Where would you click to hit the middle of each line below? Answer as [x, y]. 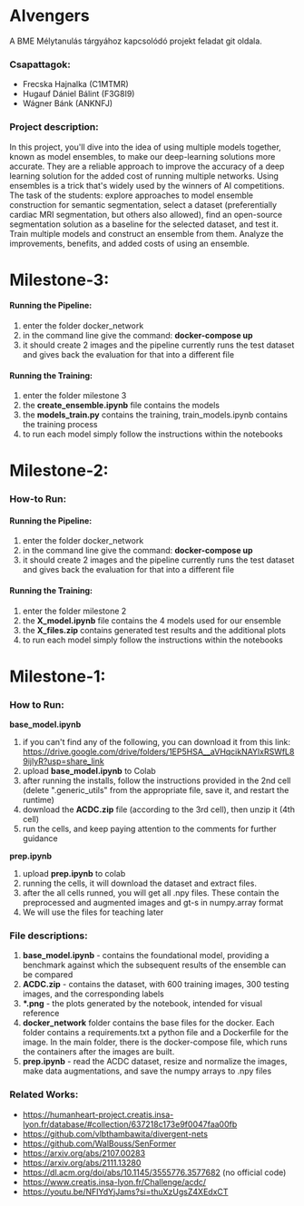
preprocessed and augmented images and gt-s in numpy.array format [153, 903]
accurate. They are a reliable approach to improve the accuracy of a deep [147, 166]
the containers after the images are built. [98, 1052]
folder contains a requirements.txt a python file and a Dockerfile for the [155, 1033]
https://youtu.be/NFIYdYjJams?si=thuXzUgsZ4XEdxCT [125, 1191]
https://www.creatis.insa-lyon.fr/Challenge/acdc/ [114, 1181]
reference [41, 1014]
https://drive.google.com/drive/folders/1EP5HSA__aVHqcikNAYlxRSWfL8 [158, 752]
